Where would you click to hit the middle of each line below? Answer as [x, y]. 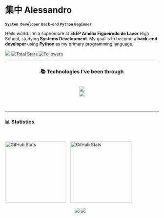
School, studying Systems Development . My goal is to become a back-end [81, 38]
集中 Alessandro [39, 10]
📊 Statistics [20, 122]
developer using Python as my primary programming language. [69, 44]
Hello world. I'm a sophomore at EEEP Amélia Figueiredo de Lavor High [77, 33]
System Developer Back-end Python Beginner [48, 24]
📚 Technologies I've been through [82, 72]
